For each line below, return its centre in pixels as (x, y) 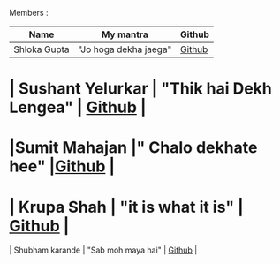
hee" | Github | (62, 166)
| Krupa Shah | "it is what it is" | (127, 207)
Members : (29, 13)
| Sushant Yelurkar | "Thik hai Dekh (140, 89)
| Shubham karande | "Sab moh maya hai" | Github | (103, 250)
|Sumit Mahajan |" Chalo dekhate (133, 148)
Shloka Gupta (42, 49)
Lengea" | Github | (78, 107)
